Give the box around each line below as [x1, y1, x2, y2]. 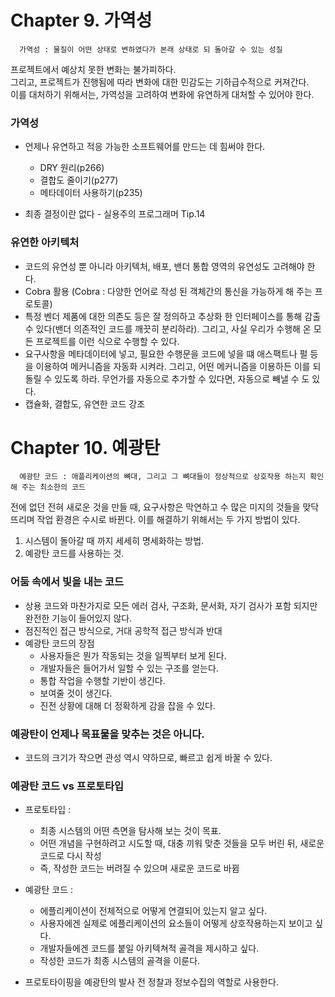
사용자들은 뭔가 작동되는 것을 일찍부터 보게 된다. [39, 649, 227, 661]
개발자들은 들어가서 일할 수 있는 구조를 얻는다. [39, 662, 219, 674]
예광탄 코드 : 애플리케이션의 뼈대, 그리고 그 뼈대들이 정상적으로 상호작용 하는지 [19, 472, 307, 482]
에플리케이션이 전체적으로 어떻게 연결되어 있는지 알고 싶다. [39, 905, 268, 917]
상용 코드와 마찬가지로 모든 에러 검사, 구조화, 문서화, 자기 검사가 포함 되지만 [24, 599, 318, 611]
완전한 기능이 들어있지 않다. [24, 612, 133, 624]
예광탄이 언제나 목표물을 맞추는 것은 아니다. [10, 727, 205, 741]
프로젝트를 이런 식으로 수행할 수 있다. [35, 335, 180, 347]
